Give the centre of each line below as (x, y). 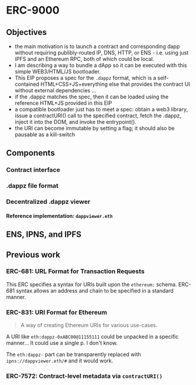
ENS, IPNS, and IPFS (44, 235)
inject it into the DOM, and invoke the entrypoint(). (76, 122)
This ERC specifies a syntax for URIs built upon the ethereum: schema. (92, 284)
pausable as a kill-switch (45, 134)
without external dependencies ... (55, 90)
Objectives (27, 32)
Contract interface (33, 170)
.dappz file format (32, 186)
